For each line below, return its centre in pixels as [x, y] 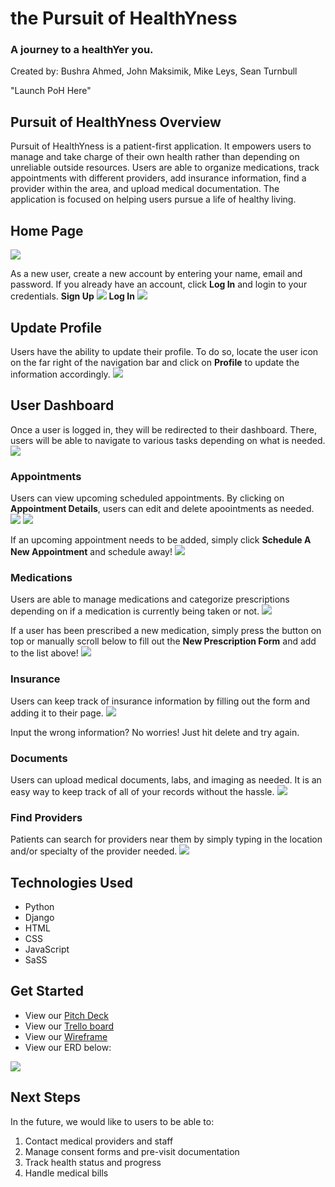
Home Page [47, 230]
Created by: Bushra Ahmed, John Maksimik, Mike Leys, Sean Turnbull [154, 71]
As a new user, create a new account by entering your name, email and [156, 274]
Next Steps [45, 1097]
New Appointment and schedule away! [91, 552]
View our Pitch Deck [66, 1015]
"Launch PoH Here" [51, 91]
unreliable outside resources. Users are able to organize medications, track [165, 168]
